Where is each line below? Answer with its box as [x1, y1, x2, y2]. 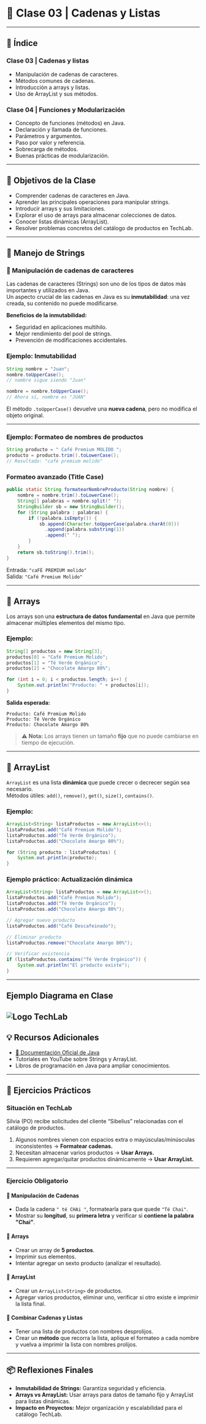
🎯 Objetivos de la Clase [6, 176, 96, 186]
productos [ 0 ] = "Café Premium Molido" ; [6, 654, 109, 660]
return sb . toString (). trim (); [17, 549, 95, 555]
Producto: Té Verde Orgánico [6, 716, 81, 722]
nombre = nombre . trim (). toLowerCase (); [17, 492, 120, 498]
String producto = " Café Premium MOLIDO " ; [6, 447, 122, 453]
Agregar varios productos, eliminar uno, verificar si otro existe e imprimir [15, 1293, 199, 1301]
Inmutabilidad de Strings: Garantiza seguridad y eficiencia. [15, 1384, 166, 1391]
